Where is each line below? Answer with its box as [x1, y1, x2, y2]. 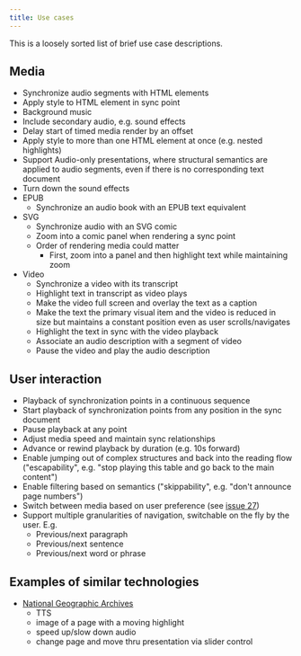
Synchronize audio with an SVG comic [35, 221, 178, 232]
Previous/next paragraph [35, 529, 128, 540]
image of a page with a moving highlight [35, 617, 185, 628]
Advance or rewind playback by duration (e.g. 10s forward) [22, 443, 241, 454]
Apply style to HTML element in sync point [22, 97, 181, 108]
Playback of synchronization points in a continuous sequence [22, 395, 251, 406]
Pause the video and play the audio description [35, 345, 211, 356]
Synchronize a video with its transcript [35, 279, 178, 289]
